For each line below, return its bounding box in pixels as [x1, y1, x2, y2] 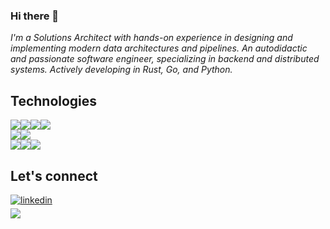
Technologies [10, 92, 98, 109]
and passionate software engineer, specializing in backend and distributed [10, 53, 320, 65]
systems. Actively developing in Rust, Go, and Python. [10, 64, 233, 76]
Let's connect [10, 167, 98, 184]
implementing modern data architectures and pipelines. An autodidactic [10, 42, 308, 54]
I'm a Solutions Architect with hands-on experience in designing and [10, 32, 293, 44]
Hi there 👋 [10, 9, 60, 23]
